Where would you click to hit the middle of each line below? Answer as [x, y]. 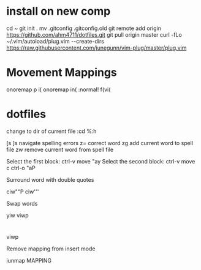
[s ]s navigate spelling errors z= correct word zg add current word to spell [100, 143]
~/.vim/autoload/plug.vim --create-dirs [55, 41]
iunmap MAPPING [29, 261]
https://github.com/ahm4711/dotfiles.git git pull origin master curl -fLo [94, 34]
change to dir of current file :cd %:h [51, 131]
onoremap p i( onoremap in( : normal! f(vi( [59, 89]
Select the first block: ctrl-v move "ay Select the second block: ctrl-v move [101, 161]
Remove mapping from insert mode [51, 249]
